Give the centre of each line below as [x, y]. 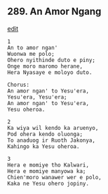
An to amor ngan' [33, 48]
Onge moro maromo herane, [45, 66]
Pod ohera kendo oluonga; [45, 134]
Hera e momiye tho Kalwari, [48, 165]
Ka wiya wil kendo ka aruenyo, [53, 128]
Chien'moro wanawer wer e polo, [54, 177]
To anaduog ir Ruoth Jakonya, [52, 140]
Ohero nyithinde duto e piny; [52, 60]
